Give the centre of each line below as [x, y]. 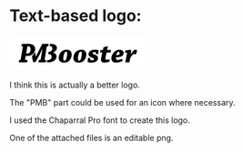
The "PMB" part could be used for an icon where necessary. [122, 102]
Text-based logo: [76, 16]
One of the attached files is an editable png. [91, 137]
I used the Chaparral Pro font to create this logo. [100, 120]
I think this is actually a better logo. [75, 85]
